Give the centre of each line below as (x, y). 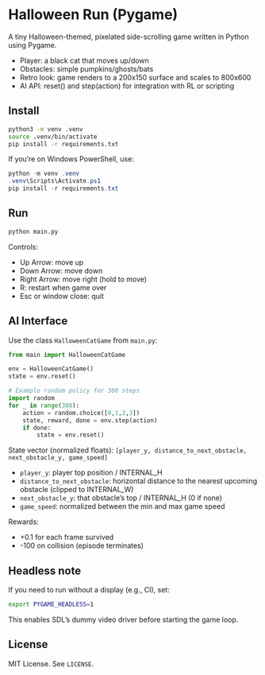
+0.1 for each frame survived (67, 537)
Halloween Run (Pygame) (93, 15)
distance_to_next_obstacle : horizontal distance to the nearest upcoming (138, 481)
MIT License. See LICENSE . (51, 663)
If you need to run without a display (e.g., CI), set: (89, 590)
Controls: (23, 246)
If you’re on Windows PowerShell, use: (71, 159)
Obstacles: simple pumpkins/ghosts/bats (86, 68)
